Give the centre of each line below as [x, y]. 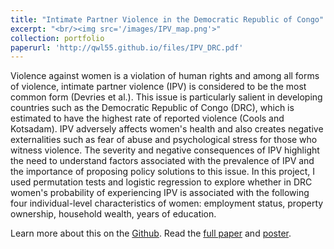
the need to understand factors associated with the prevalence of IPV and [162, 161]
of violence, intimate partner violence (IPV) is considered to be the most [158, 87]
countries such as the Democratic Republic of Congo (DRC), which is [152, 108]
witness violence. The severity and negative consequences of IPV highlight [165, 150]
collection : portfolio [57, 38]
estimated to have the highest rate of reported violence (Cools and [147, 118]
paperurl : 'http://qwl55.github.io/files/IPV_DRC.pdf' [127, 47]
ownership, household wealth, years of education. [113, 214]
